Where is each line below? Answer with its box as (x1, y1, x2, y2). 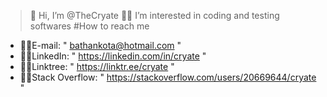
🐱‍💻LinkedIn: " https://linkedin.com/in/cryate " (19, 50, 207, 62)
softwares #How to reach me (29, 20, 150, 32)
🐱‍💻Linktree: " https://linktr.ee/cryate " (19, 61, 175, 72)
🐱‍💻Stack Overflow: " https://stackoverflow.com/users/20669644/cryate (19, 71, 317, 83)
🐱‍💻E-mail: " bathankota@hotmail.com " (19, 40, 182, 51)
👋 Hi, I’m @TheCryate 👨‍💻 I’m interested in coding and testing (29, 10, 280, 21)
